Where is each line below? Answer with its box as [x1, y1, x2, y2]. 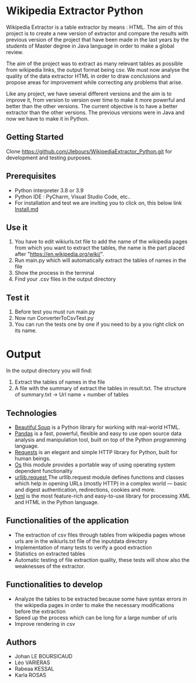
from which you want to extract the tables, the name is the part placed [14, 244, 185, 251]
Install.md [14, 205, 39, 212]
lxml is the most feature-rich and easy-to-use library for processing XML [14, 492, 191, 499]
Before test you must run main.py [14, 308, 96, 315]
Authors [6, 637, 37, 647]
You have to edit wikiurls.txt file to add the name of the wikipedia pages [14, 238, 188, 245]
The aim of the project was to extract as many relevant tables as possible [6, 60, 183, 67]
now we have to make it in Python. [6, 115, 89, 122]
